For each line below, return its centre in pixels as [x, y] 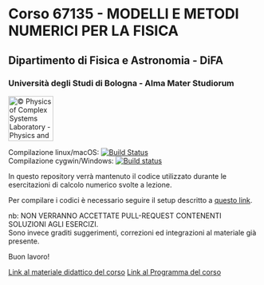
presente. [24, 241]
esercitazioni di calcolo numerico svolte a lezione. [90, 184]
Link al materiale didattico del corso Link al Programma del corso [115, 271]
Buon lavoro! [29, 256]
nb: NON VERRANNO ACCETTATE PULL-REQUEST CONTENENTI [115, 216]
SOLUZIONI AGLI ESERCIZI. [53, 224]
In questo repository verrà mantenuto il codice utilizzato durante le [118, 176]
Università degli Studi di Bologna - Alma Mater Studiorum [121, 83]
